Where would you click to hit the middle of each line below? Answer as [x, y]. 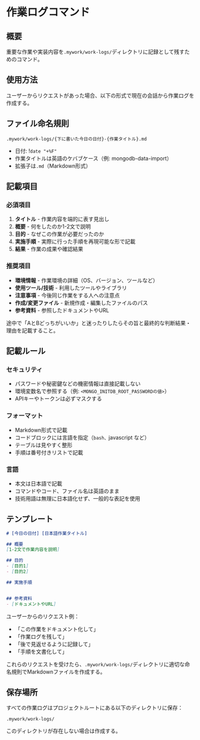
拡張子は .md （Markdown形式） [53, 166]
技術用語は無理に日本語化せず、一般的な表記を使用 [77, 498]
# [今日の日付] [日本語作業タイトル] [47, 533]
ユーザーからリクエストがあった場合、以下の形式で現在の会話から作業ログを [100, 95]
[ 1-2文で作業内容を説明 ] [33, 550]
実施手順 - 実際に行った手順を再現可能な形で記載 [75, 242]
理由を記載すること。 [32, 330]
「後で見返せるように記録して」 [54, 644]
